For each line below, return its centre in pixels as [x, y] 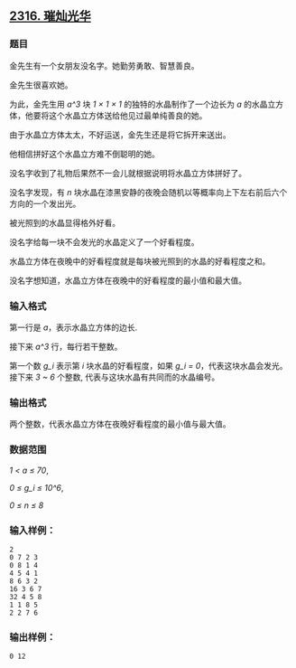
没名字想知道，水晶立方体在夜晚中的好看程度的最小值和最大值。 [128, 280]
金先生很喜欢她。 [41, 85]
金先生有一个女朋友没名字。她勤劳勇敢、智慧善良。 [104, 65]
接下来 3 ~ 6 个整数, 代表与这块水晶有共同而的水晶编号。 [115, 377]
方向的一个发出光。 [45, 203]
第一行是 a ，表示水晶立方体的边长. [74, 327]
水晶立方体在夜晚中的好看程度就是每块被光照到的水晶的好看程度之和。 [140, 261]
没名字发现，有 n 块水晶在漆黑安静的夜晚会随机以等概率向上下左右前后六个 [148, 192]
